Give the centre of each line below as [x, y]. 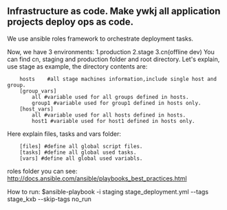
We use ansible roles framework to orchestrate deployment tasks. [100, 38]
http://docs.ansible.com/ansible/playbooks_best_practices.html [97, 178]
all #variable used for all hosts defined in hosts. [109, 115]
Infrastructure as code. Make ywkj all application [114, 11]
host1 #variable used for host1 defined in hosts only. [113, 121]
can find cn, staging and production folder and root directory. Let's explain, [113, 59]
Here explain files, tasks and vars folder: [64, 134]
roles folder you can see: [42, 171]
